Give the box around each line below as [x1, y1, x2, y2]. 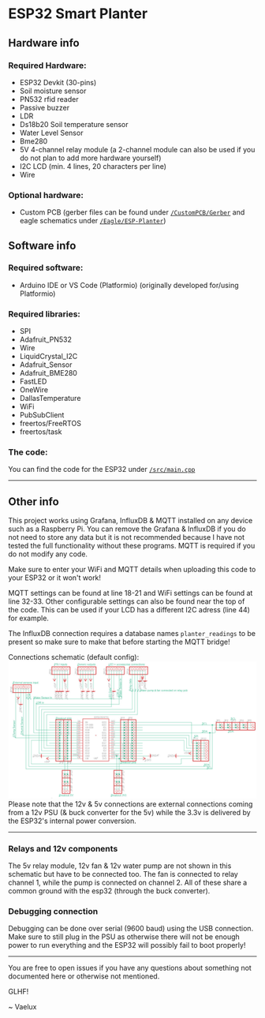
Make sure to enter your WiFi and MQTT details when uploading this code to [8, 565, 256, 574]
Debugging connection [8, 906, 99, 917]
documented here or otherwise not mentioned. [8, 971, 160, 981]
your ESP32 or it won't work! [8, 573, 101, 582]
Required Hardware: [8, 60, 87, 71]
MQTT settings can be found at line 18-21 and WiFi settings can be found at [8, 589, 253, 598]
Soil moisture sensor [19, 86, 87, 95]
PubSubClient [19, 410, 65, 420]
